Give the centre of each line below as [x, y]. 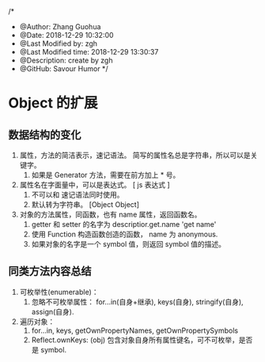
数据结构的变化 [45, 135]
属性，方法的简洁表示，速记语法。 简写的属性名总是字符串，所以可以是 [135, 155]
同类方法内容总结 [50, 271]
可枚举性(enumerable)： [59, 292]
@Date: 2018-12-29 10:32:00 [66, 35]
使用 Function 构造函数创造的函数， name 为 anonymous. [125, 234]
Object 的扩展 [53, 103]
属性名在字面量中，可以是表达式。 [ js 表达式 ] [95, 185]
